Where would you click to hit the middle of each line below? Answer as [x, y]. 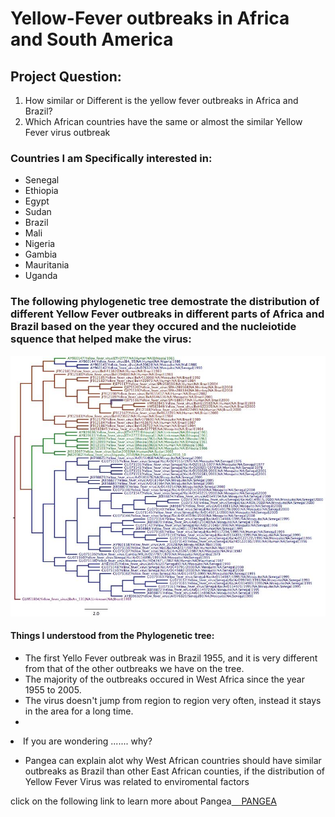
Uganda [41, 276]
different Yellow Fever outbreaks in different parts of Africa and [167, 314]
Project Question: [66, 76]
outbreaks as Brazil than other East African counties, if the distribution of [174, 771]
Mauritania [47, 265]
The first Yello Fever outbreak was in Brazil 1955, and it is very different [171, 658]
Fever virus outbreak [67, 132]
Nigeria [40, 244]
